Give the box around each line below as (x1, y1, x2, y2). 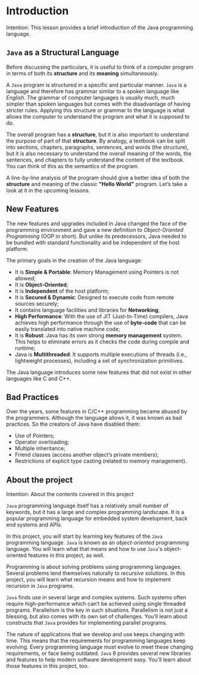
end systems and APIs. (6, 521, 63, 528)
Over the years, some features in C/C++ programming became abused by (6, 408, 188, 415)
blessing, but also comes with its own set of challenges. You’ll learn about (6, 613, 188, 620)
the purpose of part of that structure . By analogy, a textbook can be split (6, 137, 186, 144)
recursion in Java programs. (6, 583, 74, 590)
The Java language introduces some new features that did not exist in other (6, 369, 192, 376)
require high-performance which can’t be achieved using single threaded (6, 600, 186, 608)
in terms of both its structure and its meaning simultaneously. (6, 70, 159, 77)
